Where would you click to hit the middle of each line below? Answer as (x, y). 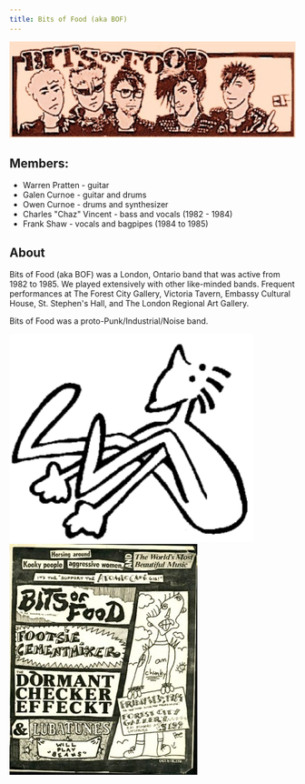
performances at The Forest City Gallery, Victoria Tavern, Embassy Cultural (150, 293)
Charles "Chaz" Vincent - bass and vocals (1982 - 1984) (128, 215)
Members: (39, 163)
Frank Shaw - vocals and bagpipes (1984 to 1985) (115, 224)
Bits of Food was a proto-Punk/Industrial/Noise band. (109, 321)
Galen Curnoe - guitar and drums (84, 195)
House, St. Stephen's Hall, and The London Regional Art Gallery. (129, 303)
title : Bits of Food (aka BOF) (69, 19)
